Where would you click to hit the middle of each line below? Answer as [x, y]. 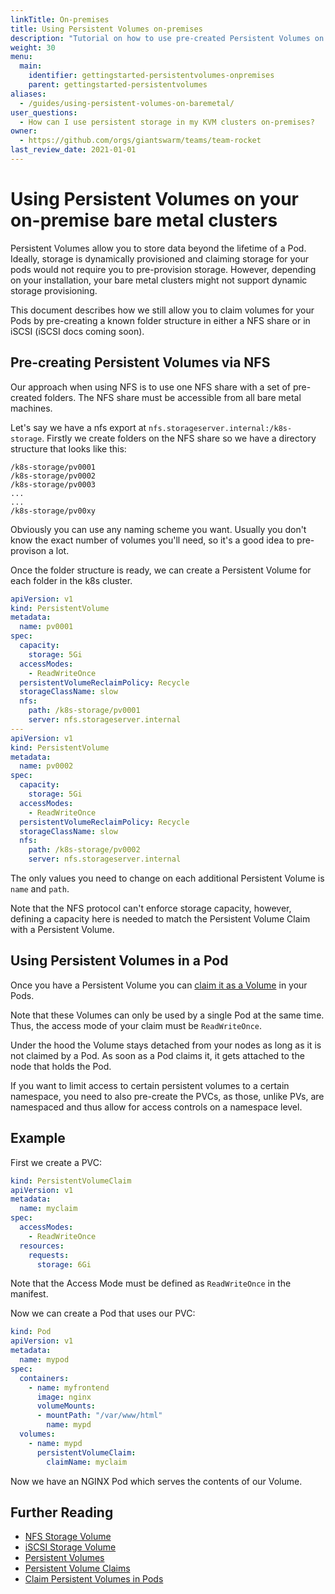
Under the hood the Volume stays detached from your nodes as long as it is [166, 1045]
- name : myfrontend [69, 1387]
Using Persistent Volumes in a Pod [119, 961]
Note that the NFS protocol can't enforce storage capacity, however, [151, 908]
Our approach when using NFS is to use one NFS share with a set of [151, 387]
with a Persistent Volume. [62, 929]
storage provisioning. [54, 290]
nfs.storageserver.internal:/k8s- [220, 428]
